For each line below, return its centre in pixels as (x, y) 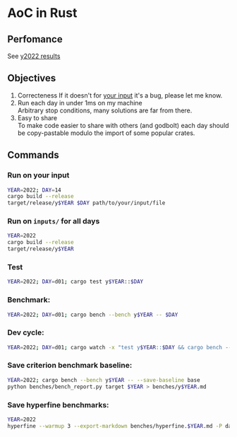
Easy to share (37, 117)
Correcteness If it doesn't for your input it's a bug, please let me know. (120, 95)
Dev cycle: (26, 332)
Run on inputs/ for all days (54, 221)
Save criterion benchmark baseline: (70, 366)
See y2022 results (34, 56)
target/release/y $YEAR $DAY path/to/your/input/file (86, 203)
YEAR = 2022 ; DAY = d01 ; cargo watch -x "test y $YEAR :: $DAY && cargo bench (115, 347)
